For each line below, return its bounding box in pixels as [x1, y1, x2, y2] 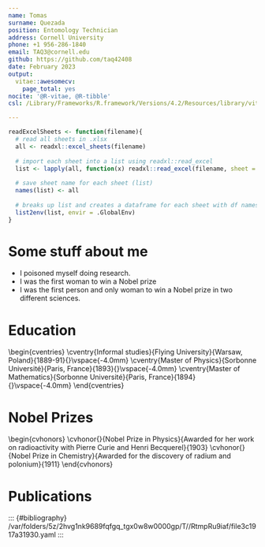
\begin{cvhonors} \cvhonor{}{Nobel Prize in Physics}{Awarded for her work [8, 434, 255, 444]
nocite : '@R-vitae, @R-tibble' [8, 92, 111, 100]
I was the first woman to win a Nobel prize [19, 277, 157, 286]
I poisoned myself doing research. [19, 269, 131, 278]
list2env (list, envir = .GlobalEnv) [15, 208, 136, 217]
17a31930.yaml [8, 530, 57, 540]
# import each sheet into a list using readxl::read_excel [15, 157, 214, 166]
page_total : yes [22, 84, 77, 93]
